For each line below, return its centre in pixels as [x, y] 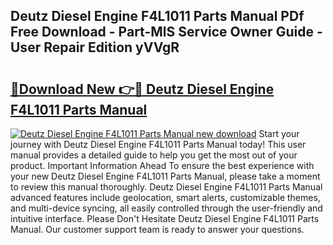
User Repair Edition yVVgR [95, 47]
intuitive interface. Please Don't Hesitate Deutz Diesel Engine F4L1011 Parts [165, 218]
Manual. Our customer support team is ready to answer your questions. [157, 229]
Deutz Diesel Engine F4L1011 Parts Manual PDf [157, 16]
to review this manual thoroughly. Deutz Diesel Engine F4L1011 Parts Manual [166, 187]
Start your [279, 133]
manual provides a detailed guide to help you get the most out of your [154, 155]
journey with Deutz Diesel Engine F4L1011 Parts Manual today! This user [158, 144]
